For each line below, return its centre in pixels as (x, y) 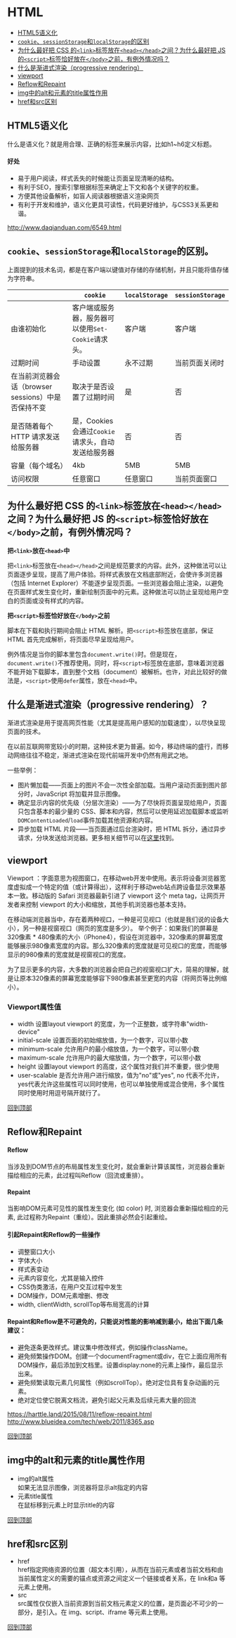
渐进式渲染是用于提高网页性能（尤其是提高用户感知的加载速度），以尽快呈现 (117, 723)
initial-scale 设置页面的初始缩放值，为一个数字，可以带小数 (103, 1040)
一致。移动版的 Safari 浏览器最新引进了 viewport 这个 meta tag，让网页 (116, 896)
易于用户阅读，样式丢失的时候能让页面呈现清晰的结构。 (97, 178)
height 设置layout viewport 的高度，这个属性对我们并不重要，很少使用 (118, 1066)
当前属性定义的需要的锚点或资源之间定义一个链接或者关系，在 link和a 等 (122, 1578)
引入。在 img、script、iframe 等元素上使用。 (107, 1612)
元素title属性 (35, 1496)
